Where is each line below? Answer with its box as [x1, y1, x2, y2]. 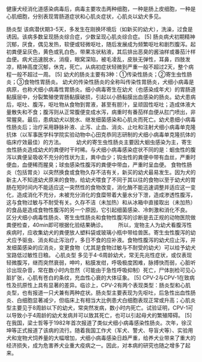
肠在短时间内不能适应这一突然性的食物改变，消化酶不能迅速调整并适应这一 [6, 184, 191, 191]
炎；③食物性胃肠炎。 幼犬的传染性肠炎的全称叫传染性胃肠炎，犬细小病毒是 [6, 78, 194, 86]
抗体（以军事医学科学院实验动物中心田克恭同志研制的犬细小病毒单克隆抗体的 [6, 131, 196, 138]
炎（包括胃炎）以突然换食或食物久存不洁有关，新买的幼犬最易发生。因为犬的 [6, 169, 196, 176]
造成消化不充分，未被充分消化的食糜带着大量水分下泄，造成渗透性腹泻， [16, 192, 196, 198]
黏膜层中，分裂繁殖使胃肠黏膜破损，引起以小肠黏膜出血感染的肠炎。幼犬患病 [6, 93, 196, 101]
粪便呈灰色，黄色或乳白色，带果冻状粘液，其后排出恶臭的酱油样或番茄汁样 [11, 48, 196, 55]
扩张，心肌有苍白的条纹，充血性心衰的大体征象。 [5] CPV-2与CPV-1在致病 [11, 274, 195, 281]
